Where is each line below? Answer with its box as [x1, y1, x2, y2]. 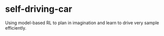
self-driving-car [5, 3, 72, 15]
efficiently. [5, 25, 27, 31]
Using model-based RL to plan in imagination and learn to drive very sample [5, 20, 159, 26]
